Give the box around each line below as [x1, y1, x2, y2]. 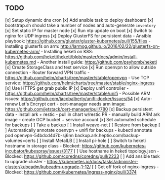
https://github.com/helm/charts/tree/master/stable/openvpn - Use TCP [5, 74, 150, 80]
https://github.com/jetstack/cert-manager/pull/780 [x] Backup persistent [5, 106, 153, 112]
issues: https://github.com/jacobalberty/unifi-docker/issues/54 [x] [5, 96, 140, 102]
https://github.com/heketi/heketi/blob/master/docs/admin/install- [5, 54, 138, 60]
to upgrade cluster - [5, 158, 46, 164]
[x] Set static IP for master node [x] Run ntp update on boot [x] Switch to [5, 27, 153, 34]
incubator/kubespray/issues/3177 [5, 148, 73, 154]
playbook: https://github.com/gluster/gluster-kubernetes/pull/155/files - [5, 38, 151, 44]
